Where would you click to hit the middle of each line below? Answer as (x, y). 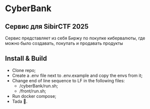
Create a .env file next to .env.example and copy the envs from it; (77, 75)
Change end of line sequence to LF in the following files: (68, 80)
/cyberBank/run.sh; (39, 86)
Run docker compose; (34, 96)
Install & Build (26, 59)
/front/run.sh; (33, 91)
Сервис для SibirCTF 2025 (47, 27)
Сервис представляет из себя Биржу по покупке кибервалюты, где (75, 38)
